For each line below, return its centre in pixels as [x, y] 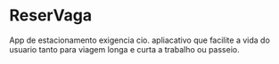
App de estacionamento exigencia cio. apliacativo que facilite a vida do [139, 40]
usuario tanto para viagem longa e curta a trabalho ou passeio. [124, 49]
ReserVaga [50, 16]
